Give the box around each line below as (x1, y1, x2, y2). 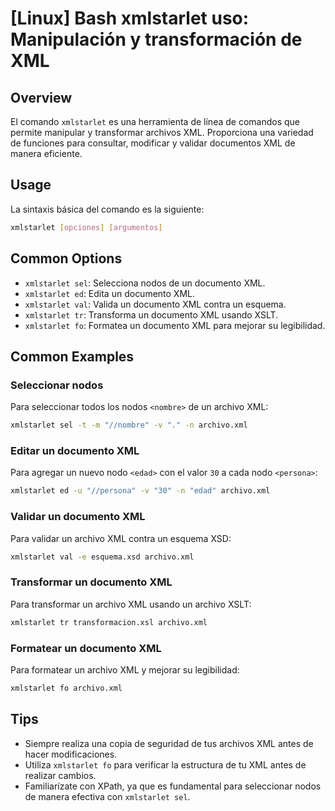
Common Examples (10, 348, 135, 365)
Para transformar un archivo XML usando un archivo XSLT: (10, 598, 252, 610)
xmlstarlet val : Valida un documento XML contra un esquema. (24, 298, 287, 310)
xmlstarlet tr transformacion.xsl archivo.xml (10, 617, 208, 627)
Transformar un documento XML (10, 575, 173, 589)
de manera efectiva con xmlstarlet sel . (24, 790, 191, 802)
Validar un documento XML (10, 510, 146, 524)
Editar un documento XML (10, 443, 140, 457)
